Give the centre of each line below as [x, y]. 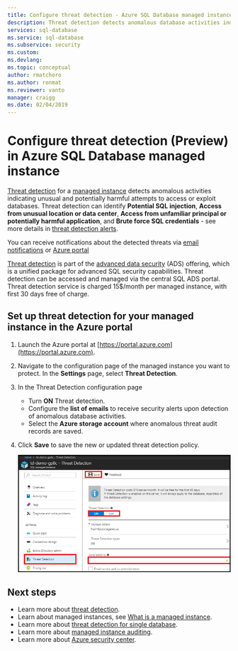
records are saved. [56, 431]
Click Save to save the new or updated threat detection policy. [108, 445]
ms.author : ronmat [34, 82]
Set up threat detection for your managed [101, 316]
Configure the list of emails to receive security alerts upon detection [128, 408]
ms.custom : [23, 53]
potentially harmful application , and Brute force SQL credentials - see [112, 221]
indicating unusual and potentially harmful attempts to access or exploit [112, 198]
